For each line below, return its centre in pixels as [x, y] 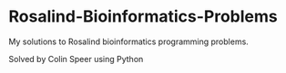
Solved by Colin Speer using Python [76, 59]
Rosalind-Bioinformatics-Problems [143, 17]
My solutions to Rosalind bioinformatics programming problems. [129, 41]
